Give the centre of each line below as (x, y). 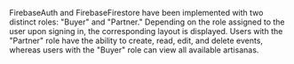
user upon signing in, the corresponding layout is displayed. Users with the (146, 31)
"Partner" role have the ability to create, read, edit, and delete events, (136, 40)
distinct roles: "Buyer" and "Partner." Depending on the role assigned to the (147, 22)
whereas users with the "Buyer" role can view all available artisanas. (134, 50)
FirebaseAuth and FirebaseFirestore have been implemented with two (136, 13)
